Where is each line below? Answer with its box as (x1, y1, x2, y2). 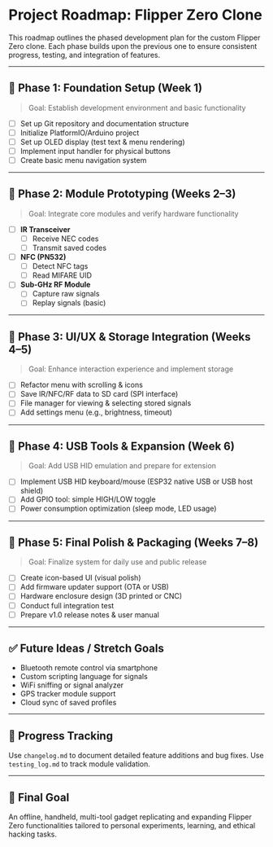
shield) (19, 486, 44, 496)
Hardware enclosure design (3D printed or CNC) (19, 591, 183, 601)
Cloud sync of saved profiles (19, 698, 117, 708)
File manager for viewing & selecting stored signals (19, 398, 192, 408)
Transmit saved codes (32, 243, 107, 252)
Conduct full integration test (19, 600, 115, 610)
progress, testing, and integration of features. (8, 50, 161, 59)
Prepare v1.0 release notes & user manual (19, 609, 160, 620)
